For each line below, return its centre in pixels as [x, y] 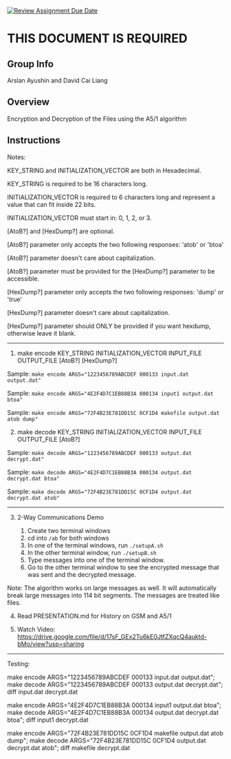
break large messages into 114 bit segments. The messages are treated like [113, 595]
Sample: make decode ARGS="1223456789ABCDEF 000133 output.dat [100, 452]
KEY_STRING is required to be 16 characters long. [77, 183]
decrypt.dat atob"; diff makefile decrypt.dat [69, 747]
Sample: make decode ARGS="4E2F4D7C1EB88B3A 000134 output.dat [100, 472]
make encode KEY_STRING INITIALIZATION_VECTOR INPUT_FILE [109, 353]
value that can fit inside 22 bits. [52, 204]
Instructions [34, 140]
